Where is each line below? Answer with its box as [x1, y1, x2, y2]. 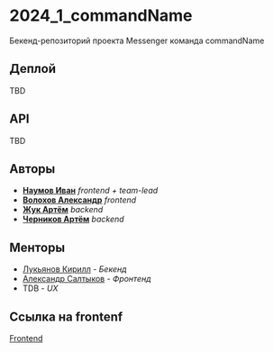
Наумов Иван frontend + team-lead [22, 185, 159, 196]
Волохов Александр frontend [22, 194, 137, 205]
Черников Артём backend [22, 213, 124, 225]
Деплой [9, 61, 57, 77]
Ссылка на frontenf [9, 309, 123, 324]
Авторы [9, 161, 56, 176]
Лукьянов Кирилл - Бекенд [22, 264, 128, 275]
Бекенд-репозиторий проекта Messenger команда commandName [9, 35, 265, 46]
